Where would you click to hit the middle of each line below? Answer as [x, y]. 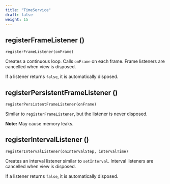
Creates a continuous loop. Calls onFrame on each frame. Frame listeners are [85, 61]
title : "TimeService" [28, 10]
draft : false [19, 15]
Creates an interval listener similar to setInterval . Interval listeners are [79, 161]
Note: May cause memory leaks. [39, 124]
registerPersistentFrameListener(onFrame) [51, 104]
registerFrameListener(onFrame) [39, 52]
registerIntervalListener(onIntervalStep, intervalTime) [67, 151]
